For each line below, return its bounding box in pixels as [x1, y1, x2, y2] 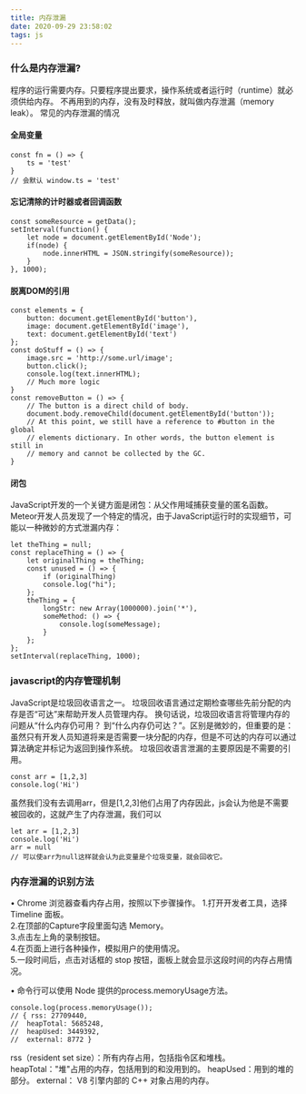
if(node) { [26, 241, 68, 250]
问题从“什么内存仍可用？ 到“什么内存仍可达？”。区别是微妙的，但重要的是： [10, 720, 294, 731]
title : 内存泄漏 [10, 13, 66, 23]
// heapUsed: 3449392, [10, 1028, 101, 1037]
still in [10, 441, 44, 451]
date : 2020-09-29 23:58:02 [10, 22, 113, 31]
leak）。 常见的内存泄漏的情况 [10, 106, 121, 118]
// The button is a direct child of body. [26, 401, 190, 410]
